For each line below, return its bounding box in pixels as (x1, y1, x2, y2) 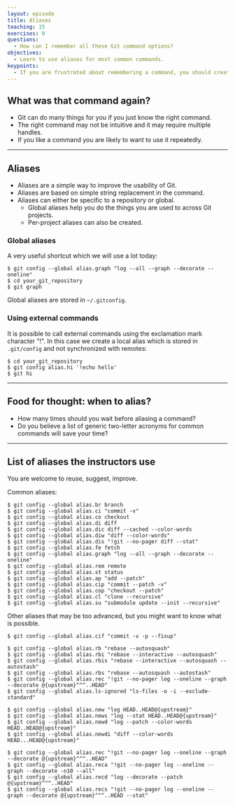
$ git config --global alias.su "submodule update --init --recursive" (7, 599, 220, 606)
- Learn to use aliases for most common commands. (13, 56, 164, 63)
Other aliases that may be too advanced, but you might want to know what (7, 612, 222, 620)
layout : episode (7, 10, 55, 18)
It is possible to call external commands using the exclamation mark (7, 329, 203, 338)
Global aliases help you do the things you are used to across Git (27, 204, 212, 212)
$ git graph (7, 284, 42, 291)
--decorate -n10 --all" (25, 767, 96, 774)
